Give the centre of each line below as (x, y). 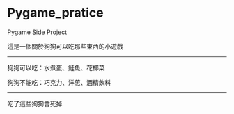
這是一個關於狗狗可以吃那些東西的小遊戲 (65, 46)
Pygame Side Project (37, 32)
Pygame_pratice (55, 13)
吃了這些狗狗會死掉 (35, 104)
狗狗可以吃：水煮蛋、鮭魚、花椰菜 (56, 67)
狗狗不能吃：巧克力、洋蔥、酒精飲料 (59, 82)
